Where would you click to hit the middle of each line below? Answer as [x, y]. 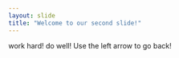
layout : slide [32, 15]
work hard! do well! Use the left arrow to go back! [90, 45]
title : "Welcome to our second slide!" [75, 23]
